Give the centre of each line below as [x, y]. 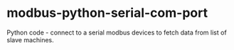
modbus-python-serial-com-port [107, 13]
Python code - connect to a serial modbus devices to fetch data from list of [117, 32]
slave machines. [30, 39]
